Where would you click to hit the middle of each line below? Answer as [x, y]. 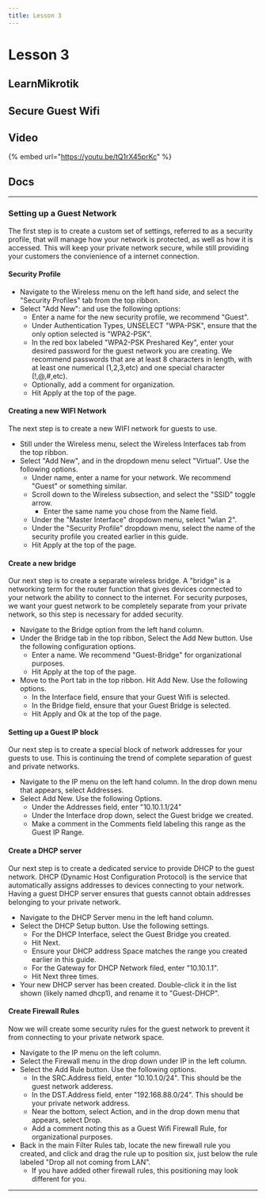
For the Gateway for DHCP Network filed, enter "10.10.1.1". [125, 968]
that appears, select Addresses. [72, 790]
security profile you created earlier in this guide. [110, 536]
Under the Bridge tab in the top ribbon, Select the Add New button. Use [136, 638]
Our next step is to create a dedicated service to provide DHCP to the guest [131, 868]
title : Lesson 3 [35, 15]
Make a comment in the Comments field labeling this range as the [139, 824]
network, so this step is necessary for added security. [96, 614]
